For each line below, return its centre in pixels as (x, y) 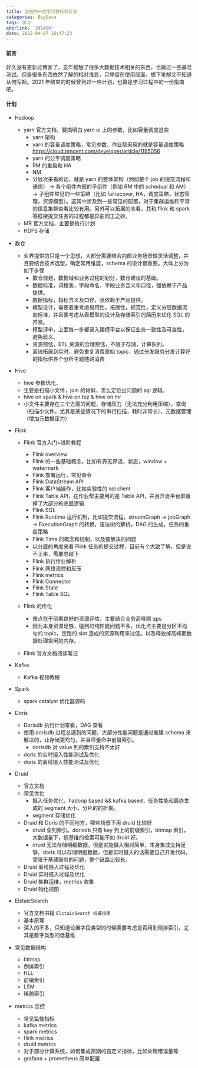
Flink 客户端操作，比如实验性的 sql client (81, 488)
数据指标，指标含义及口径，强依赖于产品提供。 (89, 300)
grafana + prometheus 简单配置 (62, 1058)
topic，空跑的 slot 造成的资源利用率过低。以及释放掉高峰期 (115, 633)
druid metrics (39, 1044)
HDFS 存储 (37, 230)
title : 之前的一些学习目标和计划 (42, 11)
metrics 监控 (30, 1006)
